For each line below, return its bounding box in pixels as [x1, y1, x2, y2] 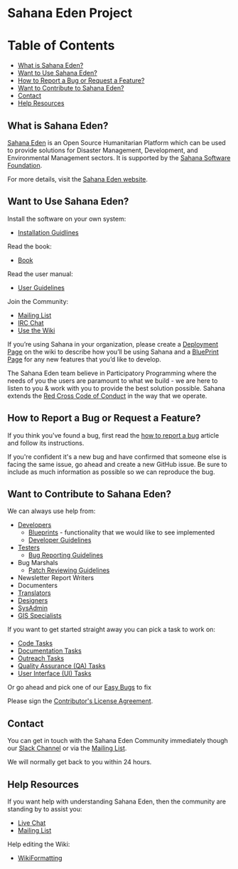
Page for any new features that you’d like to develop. [7, 354, 162, 364]
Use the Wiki [17, 326, 55, 335]
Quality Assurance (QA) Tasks [17, 662, 106, 670]
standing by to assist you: [7, 805, 83, 813]
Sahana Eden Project [7, 5, 133, 21]
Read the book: [7, 242, 52, 251]
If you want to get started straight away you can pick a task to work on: [7, 625, 215, 634]
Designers [17, 596, 48, 605]
